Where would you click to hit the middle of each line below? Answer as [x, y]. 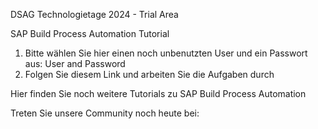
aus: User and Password [75, 63]
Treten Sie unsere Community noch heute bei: [105, 113]
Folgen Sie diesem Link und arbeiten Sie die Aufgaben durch [149, 74]
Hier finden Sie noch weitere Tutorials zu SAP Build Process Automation [158, 93]
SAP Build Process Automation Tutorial [90, 33]
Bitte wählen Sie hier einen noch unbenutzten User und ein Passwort [166, 53]
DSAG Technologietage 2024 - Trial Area [94, 14]
